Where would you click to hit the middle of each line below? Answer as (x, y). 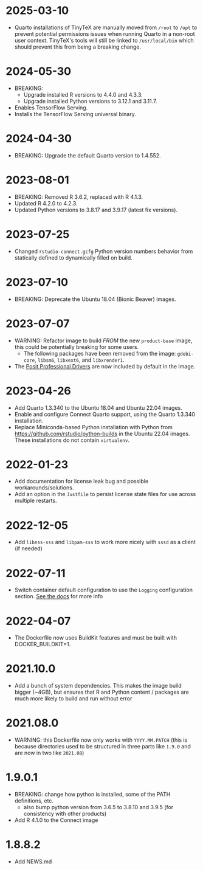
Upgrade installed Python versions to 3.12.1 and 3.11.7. (90, 101)
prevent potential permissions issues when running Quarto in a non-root (105, 33)
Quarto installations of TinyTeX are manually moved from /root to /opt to (106, 27)
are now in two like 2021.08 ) (49, 753)
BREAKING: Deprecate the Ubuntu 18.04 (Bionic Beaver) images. (95, 299)
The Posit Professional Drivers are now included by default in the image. (105, 366)
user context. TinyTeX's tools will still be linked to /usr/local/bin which (104, 40)
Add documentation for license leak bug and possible (81, 482)
